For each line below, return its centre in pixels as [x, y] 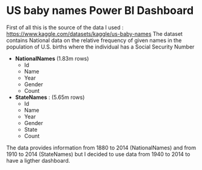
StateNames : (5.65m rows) [50, 97]
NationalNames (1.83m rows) [52, 58]
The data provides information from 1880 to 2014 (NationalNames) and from [101, 148]
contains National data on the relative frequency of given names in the [94, 40]
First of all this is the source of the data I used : [65, 27]
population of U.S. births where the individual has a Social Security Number [100, 47]
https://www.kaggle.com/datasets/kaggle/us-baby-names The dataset [95, 33]
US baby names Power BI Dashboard [100, 11]
